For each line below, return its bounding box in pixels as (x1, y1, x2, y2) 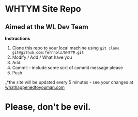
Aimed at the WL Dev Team (5, 23, 89, 31)
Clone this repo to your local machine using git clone (12, 45, 120, 50)
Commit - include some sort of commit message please (12, 65, 123, 70)
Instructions (5, 35, 31, 41)
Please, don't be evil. (5, 101, 91, 113)
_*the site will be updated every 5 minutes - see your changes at (5, 79, 134, 85)
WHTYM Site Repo (5, 3, 81, 15)
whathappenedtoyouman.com (5, 84, 65, 90)
